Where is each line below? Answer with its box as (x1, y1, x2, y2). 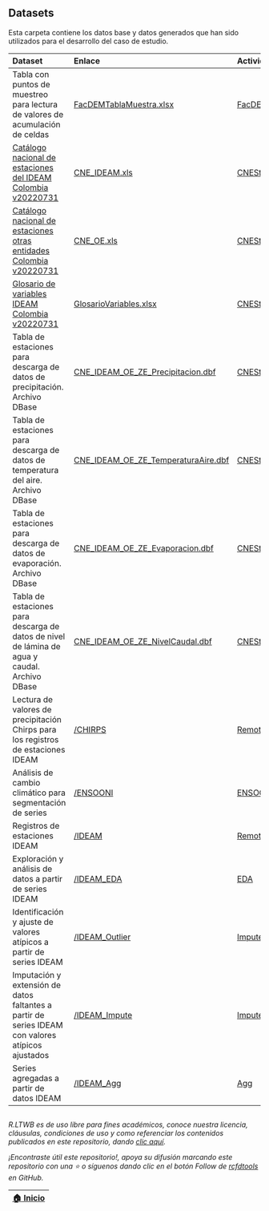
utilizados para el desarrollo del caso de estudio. (8, 36, 169, 46)
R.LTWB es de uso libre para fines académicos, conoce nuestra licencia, (8, 1120, 248, 1129)
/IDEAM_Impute (73, 1009, 133, 1020)
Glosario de (12, 278, 56, 289)
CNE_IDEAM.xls (73, 167, 134, 178)
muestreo (12, 88, 49, 99)
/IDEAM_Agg (73, 1077, 122, 1088)
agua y (12, 651, 38, 662)
